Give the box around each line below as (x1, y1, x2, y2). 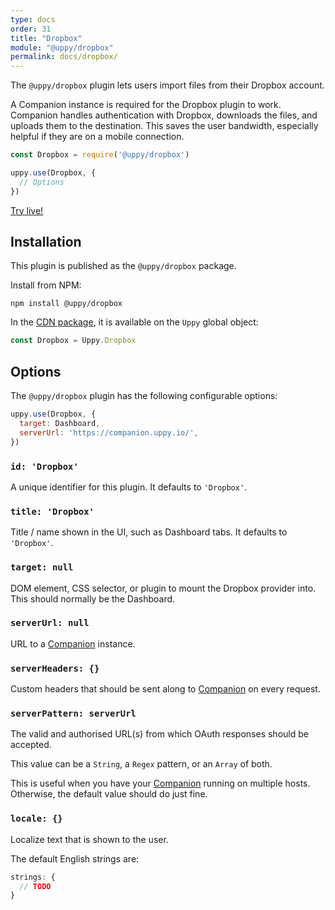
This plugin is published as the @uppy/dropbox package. (10, 260, 237, 272)
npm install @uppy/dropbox (10, 299, 123, 309)
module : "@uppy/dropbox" (10, 42, 114, 53)
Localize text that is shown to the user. (10, 833, 169, 845)
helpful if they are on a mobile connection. (10, 131, 185, 143)
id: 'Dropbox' (10, 461, 79, 472)
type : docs (10, 14, 56, 25)
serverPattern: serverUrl (10, 708, 137, 720)
